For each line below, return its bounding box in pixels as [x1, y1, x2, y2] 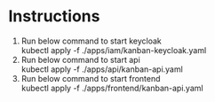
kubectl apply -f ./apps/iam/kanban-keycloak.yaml [20, 44, 207, 55]
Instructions [8, 6, 100, 27]
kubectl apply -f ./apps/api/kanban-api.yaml [20, 64, 183, 75]
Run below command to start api [20, 54, 141, 65]
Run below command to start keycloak [20, 35, 162, 46]
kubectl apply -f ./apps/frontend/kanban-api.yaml [20, 82, 203, 93]
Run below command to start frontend [20, 73, 161, 83]
